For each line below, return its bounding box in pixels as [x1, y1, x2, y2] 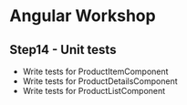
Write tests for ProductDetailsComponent [22, 76, 178, 87]
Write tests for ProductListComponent [22, 86, 166, 96]
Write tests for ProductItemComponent [22, 66, 169, 77]
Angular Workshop [9, 5, 157, 26]
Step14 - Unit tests [9, 42, 117, 58]
